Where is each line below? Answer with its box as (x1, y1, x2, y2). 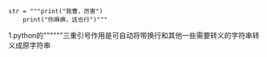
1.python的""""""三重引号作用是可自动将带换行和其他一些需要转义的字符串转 (8, 31, 260, 40)
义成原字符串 (8, 40, 51, 50)
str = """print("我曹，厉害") (8, 7, 103, 15)
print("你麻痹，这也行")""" (22, 16, 108, 24)
